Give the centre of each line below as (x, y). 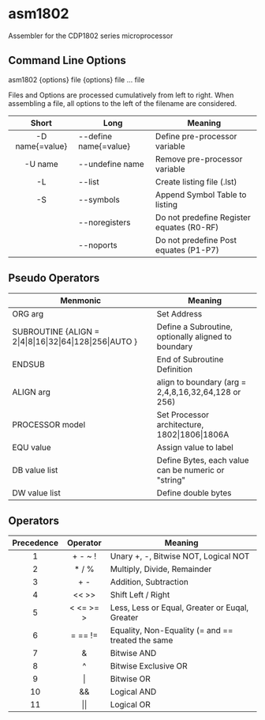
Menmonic (80, 300)
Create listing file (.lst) (196, 181)
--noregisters (104, 222)
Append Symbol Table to (201, 195)
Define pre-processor (196, 136)
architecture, (180, 424)
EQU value (32, 447)
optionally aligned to (194, 336)
